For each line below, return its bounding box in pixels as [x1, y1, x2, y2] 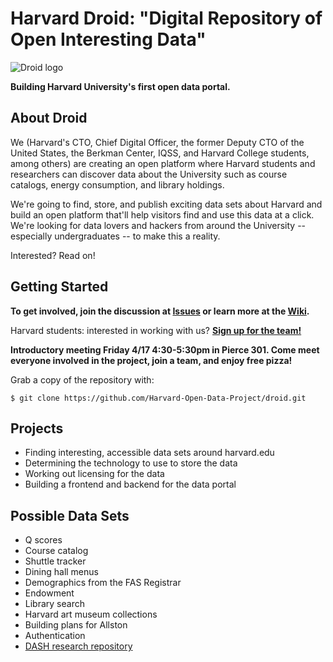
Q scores [24, 534, 63, 546]
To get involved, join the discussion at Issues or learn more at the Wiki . [10, 305, 310, 317]
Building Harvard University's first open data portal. [10, 80, 231, 92]
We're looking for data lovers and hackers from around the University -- [10, 219, 307, 231]
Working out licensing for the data [24, 468, 165, 480]
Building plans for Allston [24, 619, 128, 631]
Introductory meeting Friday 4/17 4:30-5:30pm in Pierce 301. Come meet [10, 343, 320, 356]
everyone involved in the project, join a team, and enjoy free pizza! [10, 354, 293, 366]
